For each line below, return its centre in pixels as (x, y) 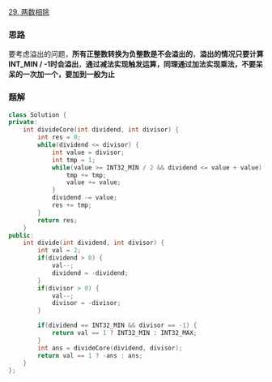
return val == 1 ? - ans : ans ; (90, 355)
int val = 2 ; (59, 251)
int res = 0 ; (59, 137)
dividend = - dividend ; (90, 273)
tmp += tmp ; (86, 175)
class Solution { (38, 115)
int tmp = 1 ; (73, 160)
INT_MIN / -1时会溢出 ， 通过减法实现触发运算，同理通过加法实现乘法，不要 (132, 64)
